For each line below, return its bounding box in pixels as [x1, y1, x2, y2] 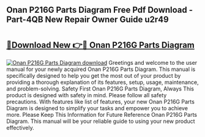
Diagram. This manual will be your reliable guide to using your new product [6, 117, 195, 125]
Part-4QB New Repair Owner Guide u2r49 [6, 15, 170, 25]
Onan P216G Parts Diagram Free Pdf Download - [6, 5, 193, 15]
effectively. [6, 124, 35, 131]
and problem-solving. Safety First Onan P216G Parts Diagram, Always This [6, 85, 195, 92]
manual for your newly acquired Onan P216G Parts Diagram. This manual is [6, 65, 196, 73]
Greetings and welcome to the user [108, 59, 198, 66]
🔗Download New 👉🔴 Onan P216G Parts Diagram [6, 40, 195, 50]
